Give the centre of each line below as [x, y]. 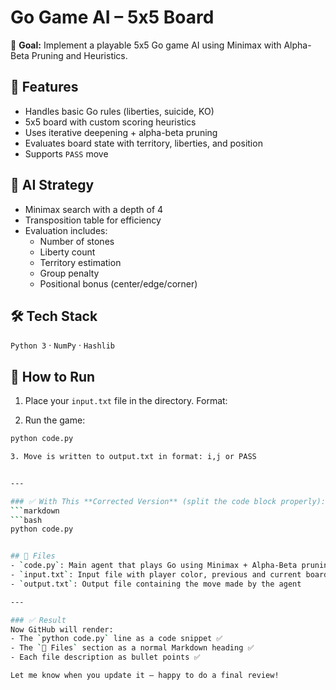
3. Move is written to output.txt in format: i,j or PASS [133, 457]
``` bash [26, 520]
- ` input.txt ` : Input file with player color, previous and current [156, 575]
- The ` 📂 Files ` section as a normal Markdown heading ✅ [132, 648]
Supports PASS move [66, 153]
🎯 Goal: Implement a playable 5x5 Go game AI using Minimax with [146, 45]
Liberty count [67, 252]
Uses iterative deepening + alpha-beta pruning [121, 132]
